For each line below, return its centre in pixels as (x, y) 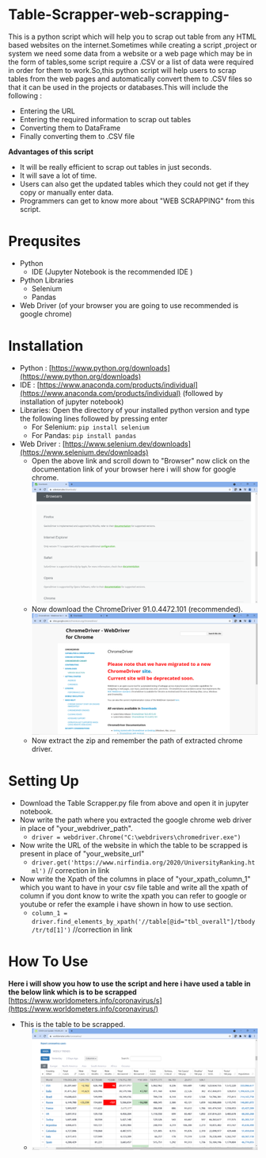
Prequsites (45, 242)
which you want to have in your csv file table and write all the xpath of (134, 887)
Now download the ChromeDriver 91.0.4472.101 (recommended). (137, 609)
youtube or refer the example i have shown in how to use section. (126, 904)
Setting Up (44, 781)
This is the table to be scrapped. (72, 1024)
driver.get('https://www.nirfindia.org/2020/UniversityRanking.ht (143, 863)
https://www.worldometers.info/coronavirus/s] (86, 1000)
